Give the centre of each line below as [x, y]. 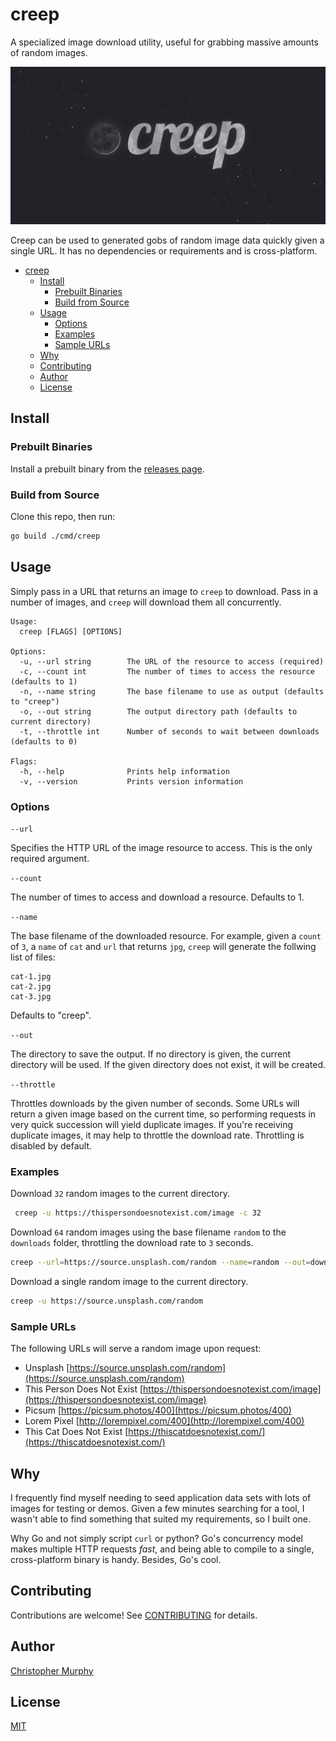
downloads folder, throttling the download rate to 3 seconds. [132, 1243]
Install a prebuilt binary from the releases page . [107, 469]
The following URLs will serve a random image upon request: [136, 1349]
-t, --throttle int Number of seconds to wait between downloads [169, 731]
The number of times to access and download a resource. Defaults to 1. [157, 897]
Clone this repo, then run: [63, 516]
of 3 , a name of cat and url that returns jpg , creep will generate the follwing [163, 946]
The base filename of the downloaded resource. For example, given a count [166, 935]
